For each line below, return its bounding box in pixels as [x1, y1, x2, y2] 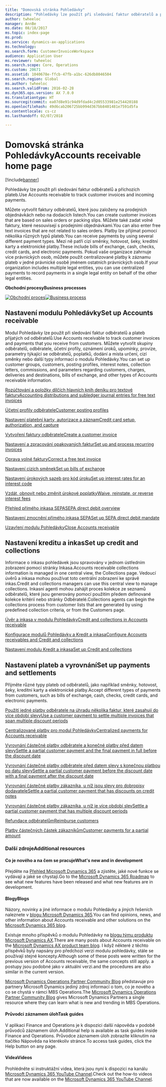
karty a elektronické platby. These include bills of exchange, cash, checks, [5, 243, 156, 249]
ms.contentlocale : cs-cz [5, 109, 56, 114]
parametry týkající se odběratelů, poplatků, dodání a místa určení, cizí [5, 351, 147, 357]
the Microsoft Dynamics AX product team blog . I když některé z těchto [5, 942, 149, 948]
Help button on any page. [5, 1043, 57, 1049]
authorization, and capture [5, 422, 59, 428]
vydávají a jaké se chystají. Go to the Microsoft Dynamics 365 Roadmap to [5, 873, 155, 879]
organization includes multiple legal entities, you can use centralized [5, 264, 144, 271]
